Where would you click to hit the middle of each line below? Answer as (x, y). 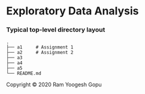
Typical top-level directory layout (56, 30)
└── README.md (24, 74)
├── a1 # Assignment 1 (40, 47)
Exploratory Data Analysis (72, 11)
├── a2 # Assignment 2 (40, 53)
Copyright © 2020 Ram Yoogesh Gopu (54, 84)
